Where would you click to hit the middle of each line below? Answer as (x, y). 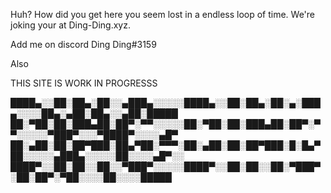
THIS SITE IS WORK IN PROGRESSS (84, 83)
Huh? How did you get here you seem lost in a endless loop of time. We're (163, 14)
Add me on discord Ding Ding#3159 (83, 44)
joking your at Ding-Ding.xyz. (70, 25)
